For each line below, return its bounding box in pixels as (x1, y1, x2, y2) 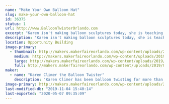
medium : (14, 53, 30, 59)
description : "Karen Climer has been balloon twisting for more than (14, 77, 163, 82)
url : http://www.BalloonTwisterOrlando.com (5, 26, 98, 31)
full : (14, 63, 26, 68)
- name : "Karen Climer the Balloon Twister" (10, 72, 105, 77)
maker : (5, 68, 19, 73)
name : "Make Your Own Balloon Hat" (5, 7, 80, 12)
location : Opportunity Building (5, 40, 73, 45)
